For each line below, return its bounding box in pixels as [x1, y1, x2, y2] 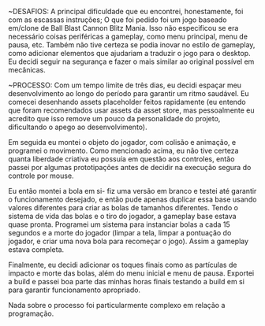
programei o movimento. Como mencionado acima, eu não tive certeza [8, 146, 239, 155]
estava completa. [8, 245, 65, 254]
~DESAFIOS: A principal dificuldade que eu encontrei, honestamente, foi [8, 7, 244, 16]
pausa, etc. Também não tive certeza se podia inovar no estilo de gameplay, [8, 40, 256, 50]
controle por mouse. [8, 171, 74, 180]
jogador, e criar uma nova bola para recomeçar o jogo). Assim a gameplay [8, 236, 249, 246]
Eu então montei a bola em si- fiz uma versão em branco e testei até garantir [8, 187, 257, 195]
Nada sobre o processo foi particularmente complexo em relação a [8, 301, 226, 309]
